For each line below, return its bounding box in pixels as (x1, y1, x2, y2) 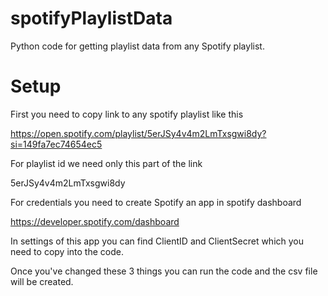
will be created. (10, 275, 74, 287)
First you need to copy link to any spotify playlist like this (10, 108, 244, 120)
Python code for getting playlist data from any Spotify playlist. (10, 40, 265, 52)
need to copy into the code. (10, 245, 124, 257)
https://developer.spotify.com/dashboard (10, 215, 180, 227)
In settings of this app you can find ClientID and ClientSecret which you (10, 235, 305, 247)
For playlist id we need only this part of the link (10, 157, 203, 169)
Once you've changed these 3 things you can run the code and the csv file (10, 265, 318, 277)
